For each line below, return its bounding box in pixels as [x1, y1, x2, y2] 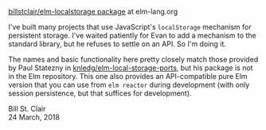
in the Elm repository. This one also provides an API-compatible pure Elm [8, 72, 248, 81]
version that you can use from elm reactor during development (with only [8, 80, 250, 89]
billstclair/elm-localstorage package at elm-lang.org [8, 7, 178, 16]
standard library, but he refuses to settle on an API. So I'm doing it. [8, 39, 227, 49]
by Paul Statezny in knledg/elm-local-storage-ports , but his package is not [8, 63, 253, 73]
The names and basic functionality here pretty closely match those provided [8, 55, 259, 64]
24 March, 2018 [8, 112, 60, 122]
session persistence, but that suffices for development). [8, 89, 192, 98]
